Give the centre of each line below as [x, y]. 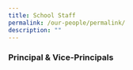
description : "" [35, 30]
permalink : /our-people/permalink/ [67, 23]
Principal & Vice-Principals [61, 57]
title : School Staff [42, 15]
